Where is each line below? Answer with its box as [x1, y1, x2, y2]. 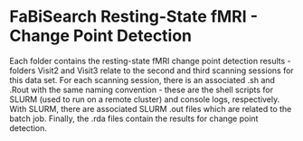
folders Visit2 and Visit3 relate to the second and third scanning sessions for [9, 65, 294, 76]
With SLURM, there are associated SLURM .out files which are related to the [9, 103, 292, 114]
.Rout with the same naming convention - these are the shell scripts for [9, 84, 274, 95]
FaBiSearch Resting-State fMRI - [9, 6, 259, 27]
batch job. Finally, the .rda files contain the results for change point [9, 113, 259, 124]
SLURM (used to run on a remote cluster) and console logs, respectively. [9, 93, 280, 105]
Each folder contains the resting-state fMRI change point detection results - [9, 55, 291, 66]
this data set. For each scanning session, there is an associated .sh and [9, 74, 276, 85]
